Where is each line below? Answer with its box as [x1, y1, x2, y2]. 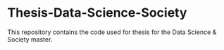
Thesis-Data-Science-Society [7, 5, 187, 21]
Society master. [7, 35, 53, 43]
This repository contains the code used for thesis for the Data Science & [7, 28, 217, 36]
